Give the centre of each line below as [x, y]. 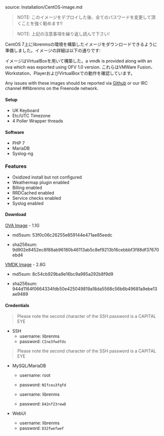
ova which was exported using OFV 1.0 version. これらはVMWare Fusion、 [80, 67]
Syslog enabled [28, 203]
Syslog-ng [23, 154]
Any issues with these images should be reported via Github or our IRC [76, 83]
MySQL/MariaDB [29, 366]
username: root [35, 375]
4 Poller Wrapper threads [38, 121]
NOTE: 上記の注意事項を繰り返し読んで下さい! [63, 34]
